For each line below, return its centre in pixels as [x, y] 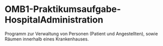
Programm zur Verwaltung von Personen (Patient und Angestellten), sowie [81, 33]
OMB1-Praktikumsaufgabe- [63, 9]
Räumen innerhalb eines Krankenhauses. [47, 39]
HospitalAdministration [54, 20]
